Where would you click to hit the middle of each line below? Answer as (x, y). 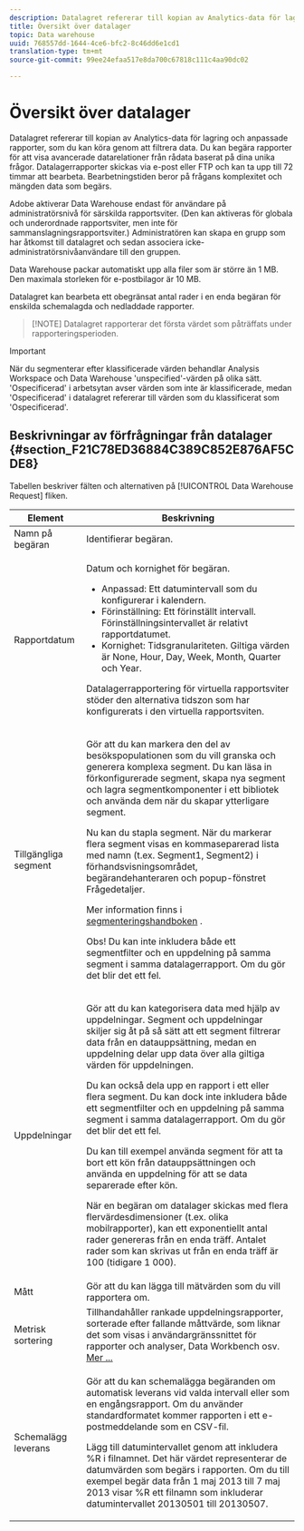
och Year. (121, 668)
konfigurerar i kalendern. (153, 600)
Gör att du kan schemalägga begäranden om (180, 1381)
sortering (33, 1341)
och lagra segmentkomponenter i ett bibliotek (182, 789)
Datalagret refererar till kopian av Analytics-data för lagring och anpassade (149, 138)
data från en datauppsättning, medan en (171, 1042)
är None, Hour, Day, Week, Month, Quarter (191, 657)
